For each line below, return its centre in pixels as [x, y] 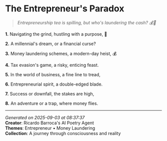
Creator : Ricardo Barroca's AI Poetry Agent [50, 123]
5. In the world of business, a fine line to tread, [53, 74]
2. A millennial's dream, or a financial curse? [50, 44]
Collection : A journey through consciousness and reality [63, 133]
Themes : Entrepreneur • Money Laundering [50, 128]
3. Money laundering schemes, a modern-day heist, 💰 [61, 53]
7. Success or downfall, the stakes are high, [50, 94]
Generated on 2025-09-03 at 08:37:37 [45, 117]
